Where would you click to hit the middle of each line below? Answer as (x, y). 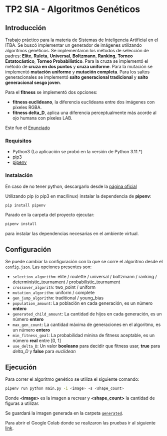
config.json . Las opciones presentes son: (48, 267)
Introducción (26, 28)
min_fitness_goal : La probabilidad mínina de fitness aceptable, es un (83, 336)
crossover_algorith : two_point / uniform (54, 287)
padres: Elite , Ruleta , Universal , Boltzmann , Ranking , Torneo (69, 56)
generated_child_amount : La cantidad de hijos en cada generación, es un (87, 314)
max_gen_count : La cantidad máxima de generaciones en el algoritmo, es (86, 324)
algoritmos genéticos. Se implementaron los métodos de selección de (77, 50)
